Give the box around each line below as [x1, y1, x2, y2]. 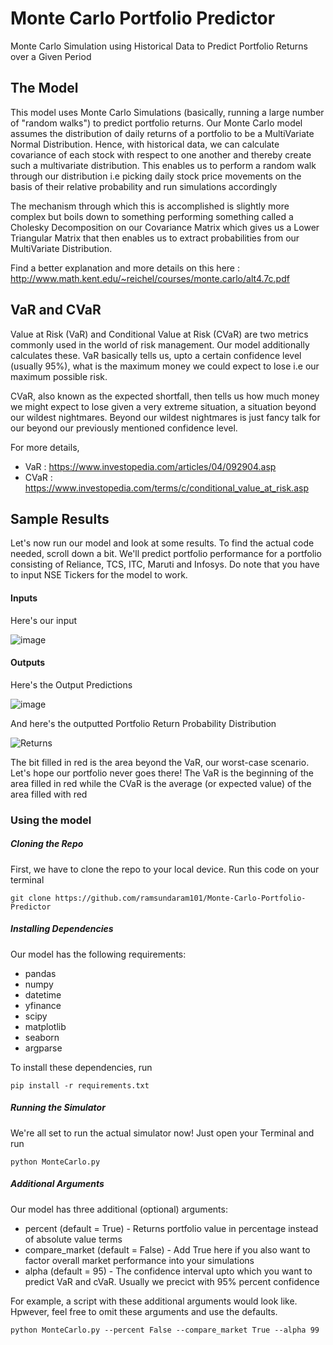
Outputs [10, 657, 46, 669]
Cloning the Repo [10, 838, 84, 850]
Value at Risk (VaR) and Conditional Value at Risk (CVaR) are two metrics [10, 328, 309, 340]
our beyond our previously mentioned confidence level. [10, 422, 238, 434]
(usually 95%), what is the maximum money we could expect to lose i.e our [10, 360, 320, 372]
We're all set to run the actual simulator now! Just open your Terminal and [10, 1127, 315, 1139]
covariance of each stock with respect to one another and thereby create [10, 148, 312, 161]
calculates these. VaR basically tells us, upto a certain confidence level [10, 349, 302, 361]
